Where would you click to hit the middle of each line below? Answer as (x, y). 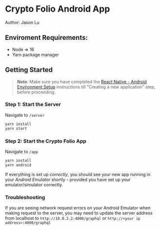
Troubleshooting (25, 197)
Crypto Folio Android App (58, 9)
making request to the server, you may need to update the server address (79, 213)
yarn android (18, 165)
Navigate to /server (25, 115)
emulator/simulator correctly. (34, 185)
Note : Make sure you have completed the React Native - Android (82, 82)
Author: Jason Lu (22, 22)
